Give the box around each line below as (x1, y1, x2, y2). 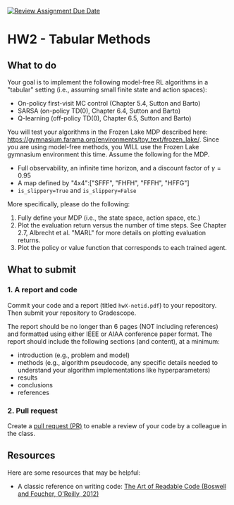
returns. (17, 236, 41, 244)
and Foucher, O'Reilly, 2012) (17, 490, 99, 498)
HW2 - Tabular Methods (7, 32, 151, 47)
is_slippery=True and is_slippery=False (17, 187, 137, 194)
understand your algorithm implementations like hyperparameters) (17, 366, 211, 374)
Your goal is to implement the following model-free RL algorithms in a (7, 78, 209, 86)
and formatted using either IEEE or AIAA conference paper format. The (7, 330, 213, 338)
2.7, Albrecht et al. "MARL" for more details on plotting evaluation (17, 229, 207, 237)
